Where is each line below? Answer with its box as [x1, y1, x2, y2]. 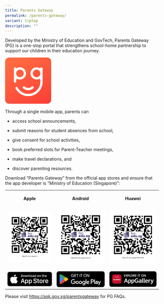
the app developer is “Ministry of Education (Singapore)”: [5, 180, 120, 186]
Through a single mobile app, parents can [5, 109, 89, 115]
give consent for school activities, [12, 137, 81, 143]
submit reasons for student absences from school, [12, 128, 114, 134]
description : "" [5, 23, 38, 28]
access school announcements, [12, 118, 77, 124]
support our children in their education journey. [5, 48, 100, 54]
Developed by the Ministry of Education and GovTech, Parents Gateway [5, 37, 149, 44]
